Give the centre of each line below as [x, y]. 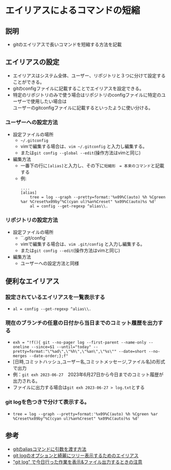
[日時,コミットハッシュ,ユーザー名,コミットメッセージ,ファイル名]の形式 [89, 362]
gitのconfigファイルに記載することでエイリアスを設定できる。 [78, 88]
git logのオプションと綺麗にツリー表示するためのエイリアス [75, 455]
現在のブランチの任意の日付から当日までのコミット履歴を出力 [82, 323]
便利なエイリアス [32, 281]
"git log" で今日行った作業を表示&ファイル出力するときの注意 [78, 462]
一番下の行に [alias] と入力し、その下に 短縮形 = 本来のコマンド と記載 [92, 166]
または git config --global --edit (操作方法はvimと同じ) [81, 153]
